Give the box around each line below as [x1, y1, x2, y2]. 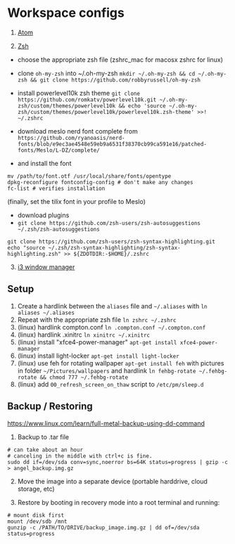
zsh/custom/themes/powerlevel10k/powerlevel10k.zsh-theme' [17, 108, 195, 115]
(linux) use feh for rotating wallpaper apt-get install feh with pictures [17, 358, 224, 367]
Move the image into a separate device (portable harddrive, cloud [17, 477, 208, 486]
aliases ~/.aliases [17, 309, 75, 316]
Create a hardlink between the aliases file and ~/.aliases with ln [17, 302, 208, 310]
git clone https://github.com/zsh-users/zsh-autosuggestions [17, 219, 201, 226]
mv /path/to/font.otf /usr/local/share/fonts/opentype [7, 172, 172, 180]
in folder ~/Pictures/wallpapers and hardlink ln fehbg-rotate [17, 366, 196, 375]
